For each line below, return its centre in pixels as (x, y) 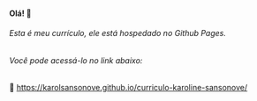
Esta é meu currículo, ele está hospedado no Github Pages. (118, 33)
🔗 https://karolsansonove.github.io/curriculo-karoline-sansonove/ (128, 88)
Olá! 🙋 (20, 13)
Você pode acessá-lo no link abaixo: (76, 60)
